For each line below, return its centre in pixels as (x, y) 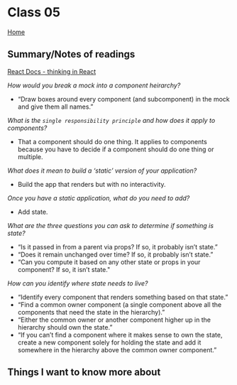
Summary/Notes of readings (71, 54)
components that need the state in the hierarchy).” (91, 312)
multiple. (31, 156)
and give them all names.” (55, 107)
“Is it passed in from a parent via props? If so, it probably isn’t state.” (117, 246)
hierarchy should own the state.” (65, 327)
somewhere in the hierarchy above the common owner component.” (117, 349)
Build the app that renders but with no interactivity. (92, 184)
